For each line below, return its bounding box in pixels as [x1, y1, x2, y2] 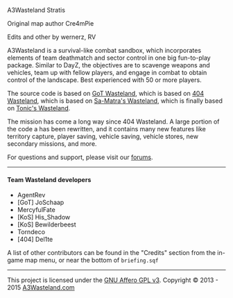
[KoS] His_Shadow [17, 213, 71, 222]
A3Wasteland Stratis [7, 6, 66, 14]
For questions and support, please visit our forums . [7, 153, 154, 161]
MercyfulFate [17, 206, 55, 214]
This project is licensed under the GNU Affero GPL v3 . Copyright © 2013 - [7, 276, 218, 284]
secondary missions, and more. [7, 140, 97, 148]
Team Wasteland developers [7, 175, 92, 183]
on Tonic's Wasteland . [7, 104, 71, 112]
